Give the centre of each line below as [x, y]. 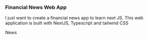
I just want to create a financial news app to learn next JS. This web [74, 18]
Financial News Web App [36, 7]
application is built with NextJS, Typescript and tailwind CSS [67, 23]
